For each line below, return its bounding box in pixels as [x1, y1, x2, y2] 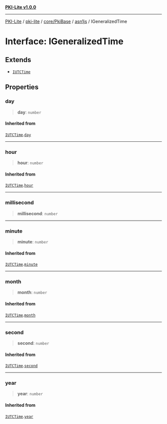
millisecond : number [17, 210, 58, 216]
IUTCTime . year [5, 413, 33, 419]
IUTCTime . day [5, 131, 31, 137]
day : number [17, 109, 41, 115]
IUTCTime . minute [5, 261, 38, 267]
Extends [5, 56, 31, 64]
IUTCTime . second [5, 363, 38, 368]
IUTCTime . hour [5, 182, 33, 188]
